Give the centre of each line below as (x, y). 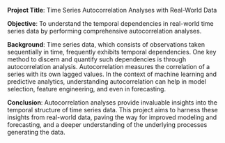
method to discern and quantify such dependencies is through (97, 59)
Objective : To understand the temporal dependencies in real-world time (110, 23)
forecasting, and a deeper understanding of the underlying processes (107, 125)
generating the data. (37, 132)
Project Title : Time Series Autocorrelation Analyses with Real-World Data (112, 10)
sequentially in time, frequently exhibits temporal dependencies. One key (112, 52)
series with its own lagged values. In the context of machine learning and (112, 74)
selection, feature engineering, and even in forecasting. (86, 89)
